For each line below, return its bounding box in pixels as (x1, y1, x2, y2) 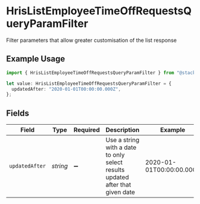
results (105, 166, 125, 174)
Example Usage (6, 54, 65, 64)
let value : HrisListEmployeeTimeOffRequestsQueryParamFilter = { (6, 81, 171, 86)
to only (105, 151, 125, 159)
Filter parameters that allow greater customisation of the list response (6, 36, 177, 44)
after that (105, 181, 132, 189)
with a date (105, 143, 137, 152)
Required (73, 126, 100, 134)
